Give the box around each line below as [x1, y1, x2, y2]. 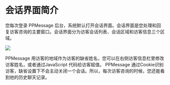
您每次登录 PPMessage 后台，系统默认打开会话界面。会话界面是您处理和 [5, 22, 157, 28]
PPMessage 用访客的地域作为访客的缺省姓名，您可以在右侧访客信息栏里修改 [5, 55, 164, 61]
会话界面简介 [5, 5, 59, 16]
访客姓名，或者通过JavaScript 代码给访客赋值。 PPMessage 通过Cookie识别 [5, 61, 164, 67]
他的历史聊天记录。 [9, 74, 50, 80]
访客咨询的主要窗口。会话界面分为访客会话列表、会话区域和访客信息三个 [9, 28, 160, 34]
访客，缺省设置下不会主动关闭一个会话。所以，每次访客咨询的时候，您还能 [5, 68, 160, 74]
